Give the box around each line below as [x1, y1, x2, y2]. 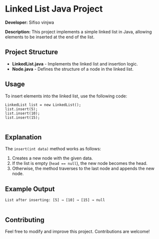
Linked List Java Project [5, 3, 103, 15]
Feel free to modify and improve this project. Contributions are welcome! [5, 229, 150, 234]
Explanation [5, 133, 42, 141]
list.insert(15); [5, 115, 40, 120]
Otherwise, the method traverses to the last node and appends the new [12, 166, 155, 172]
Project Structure [5, 48, 58, 56]
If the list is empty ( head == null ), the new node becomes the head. [12, 160, 148, 166]
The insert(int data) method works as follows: [5, 146, 101, 152]
